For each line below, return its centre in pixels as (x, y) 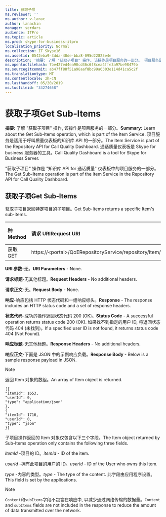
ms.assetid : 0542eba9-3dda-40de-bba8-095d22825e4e (58, 55)
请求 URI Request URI (56, 234)
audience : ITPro (22, 33)
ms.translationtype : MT (30, 74)
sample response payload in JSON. (41, 360)
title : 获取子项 (20, 10)
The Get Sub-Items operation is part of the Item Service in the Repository (80, 174)
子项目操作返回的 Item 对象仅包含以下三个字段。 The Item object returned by (83, 438)
